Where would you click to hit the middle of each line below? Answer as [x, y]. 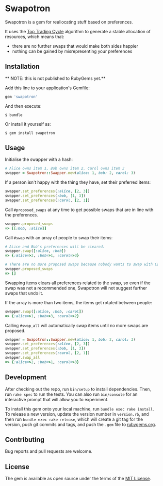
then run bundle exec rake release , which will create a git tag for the [74, 419]
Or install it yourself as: [28, 124]
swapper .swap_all [23, 358]
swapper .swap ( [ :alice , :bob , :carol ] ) [44, 311]
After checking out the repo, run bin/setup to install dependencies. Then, [78, 389]
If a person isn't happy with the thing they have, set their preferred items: [78, 182]
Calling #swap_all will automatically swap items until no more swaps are [77, 325]
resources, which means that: [35, 37]
